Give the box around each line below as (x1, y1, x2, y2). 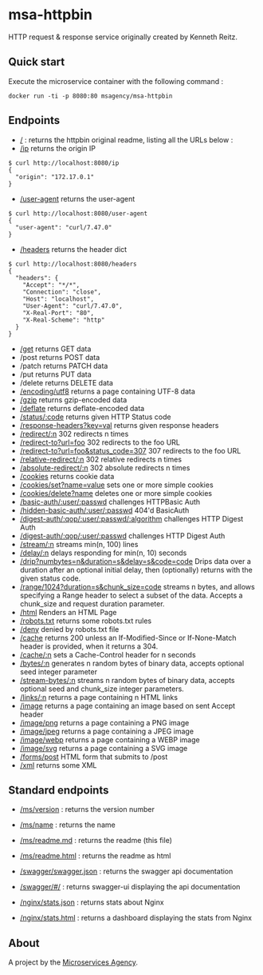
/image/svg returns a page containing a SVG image (19, 743, 188, 753)
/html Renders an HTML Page (19, 607, 117, 617)
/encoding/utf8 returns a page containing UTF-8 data (19, 386, 195, 396)
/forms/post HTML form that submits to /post (19, 752, 168, 761)
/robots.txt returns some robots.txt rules (19, 616, 152, 625)
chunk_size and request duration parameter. (19, 598, 165, 609)
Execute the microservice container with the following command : (8, 76, 224, 86)
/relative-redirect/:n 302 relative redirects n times (19, 454, 182, 464)
